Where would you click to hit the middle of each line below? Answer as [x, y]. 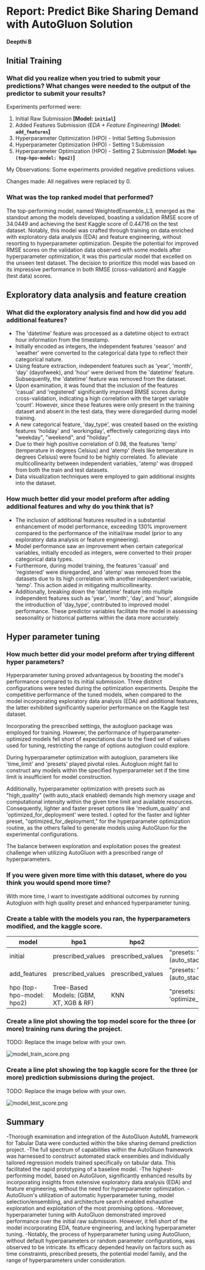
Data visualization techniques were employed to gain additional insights [105, 476]
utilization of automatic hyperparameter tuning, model [106, 1195]
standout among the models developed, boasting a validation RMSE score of [103, 217]
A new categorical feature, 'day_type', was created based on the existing [106, 424]
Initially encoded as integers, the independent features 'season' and [101, 347]
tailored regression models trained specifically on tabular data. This [91, 1163]
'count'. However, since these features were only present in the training [105, 405]
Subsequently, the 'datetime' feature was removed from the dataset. [101, 379]
